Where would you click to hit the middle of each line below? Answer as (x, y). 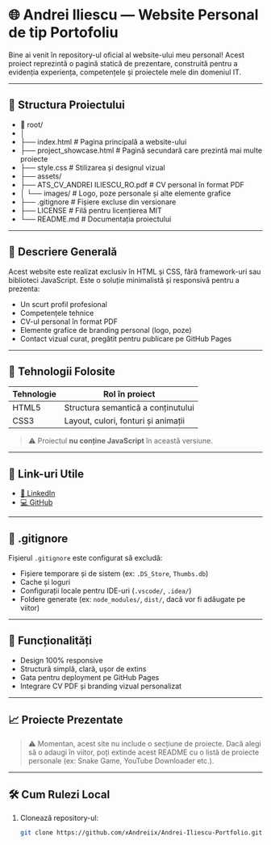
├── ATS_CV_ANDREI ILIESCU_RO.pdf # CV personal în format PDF (132, 184)
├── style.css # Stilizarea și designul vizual (92, 167)
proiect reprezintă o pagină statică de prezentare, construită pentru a (123, 63)
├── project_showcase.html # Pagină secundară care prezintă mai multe (141, 150)
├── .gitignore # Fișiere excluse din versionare (98, 202)
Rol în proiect (129, 394)
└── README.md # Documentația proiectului (96, 219)
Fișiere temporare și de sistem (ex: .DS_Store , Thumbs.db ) (114, 574)
